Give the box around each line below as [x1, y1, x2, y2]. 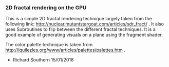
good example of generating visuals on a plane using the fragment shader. [5, 32, 163, 38]
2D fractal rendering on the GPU [5, 4, 87, 11]
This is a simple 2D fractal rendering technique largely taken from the [5, 16, 153, 22]
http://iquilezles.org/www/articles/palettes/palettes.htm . [5, 47, 126, 53]
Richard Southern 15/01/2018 [12, 57, 74, 63]
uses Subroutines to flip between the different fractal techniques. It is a [5, 26, 156, 32]
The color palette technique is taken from [5, 42, 93, 48]
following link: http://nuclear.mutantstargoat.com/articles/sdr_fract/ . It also [5, 21, 164, 27]
